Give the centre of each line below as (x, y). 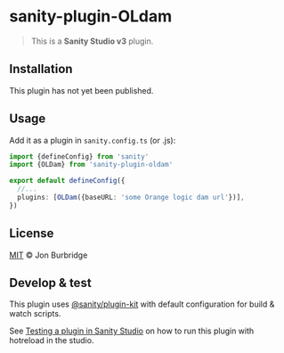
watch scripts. (35, 314)
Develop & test (50, 283)
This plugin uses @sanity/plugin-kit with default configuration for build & (142, 304)
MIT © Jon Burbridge (49, 255)
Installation (41, 69)
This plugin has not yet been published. (81, 90)
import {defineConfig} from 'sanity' (79, 156)
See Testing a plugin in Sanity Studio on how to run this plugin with (132, 331)
